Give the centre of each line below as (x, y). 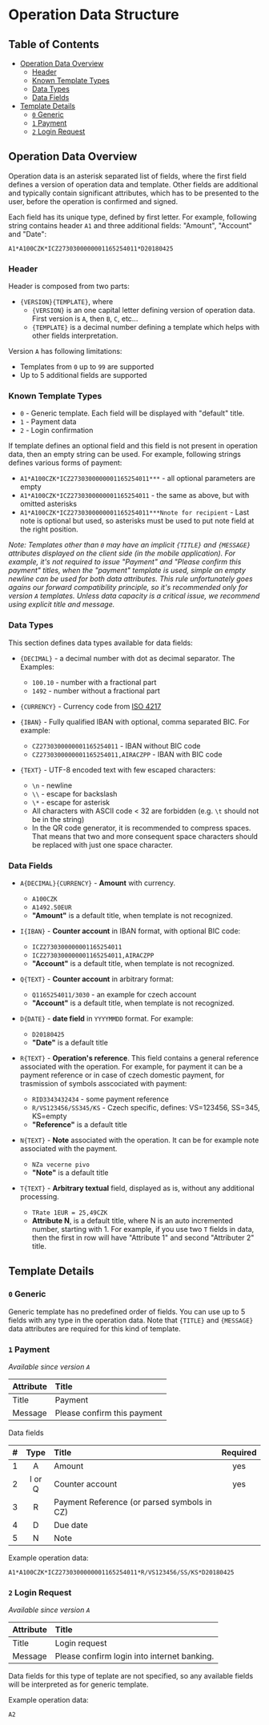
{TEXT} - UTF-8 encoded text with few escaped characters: (118, 769)
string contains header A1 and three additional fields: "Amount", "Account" (130, 225)
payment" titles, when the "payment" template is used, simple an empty (127, 571)
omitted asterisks (48, 504)
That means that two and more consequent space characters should (145, 836)
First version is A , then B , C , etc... (85, 319)
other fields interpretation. (75, 336)
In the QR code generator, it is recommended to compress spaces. (141, 828)
